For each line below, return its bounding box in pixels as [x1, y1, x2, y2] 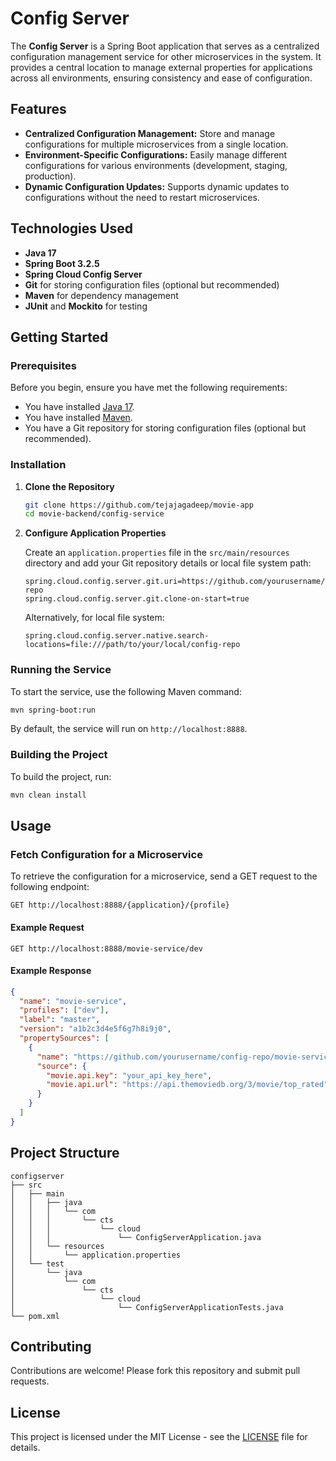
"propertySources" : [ [19, 1033, 110, 1044]
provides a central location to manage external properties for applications [10, 61, 313, 73]
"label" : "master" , [19, 1015, 101, 1025]
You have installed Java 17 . [24, 401, 135, 413]
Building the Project [10, 748, 108, 762]
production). [24, 170, 77, 182]
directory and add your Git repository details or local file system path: [24, 557, 312, 569]
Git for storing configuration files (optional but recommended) [24, 278, 280, 291]
